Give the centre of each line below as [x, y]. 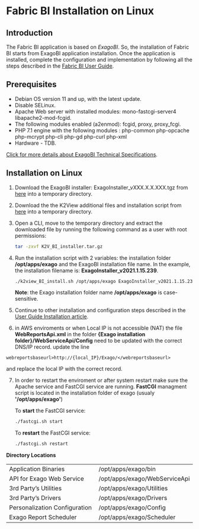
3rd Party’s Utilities [36, 489]
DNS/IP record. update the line [52, 347]
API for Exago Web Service [46, 479]
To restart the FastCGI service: [52, 433]
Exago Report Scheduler [43, 517]
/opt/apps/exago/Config [132, 508]
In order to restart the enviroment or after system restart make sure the [101, 380]
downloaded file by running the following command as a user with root [101, 229]
